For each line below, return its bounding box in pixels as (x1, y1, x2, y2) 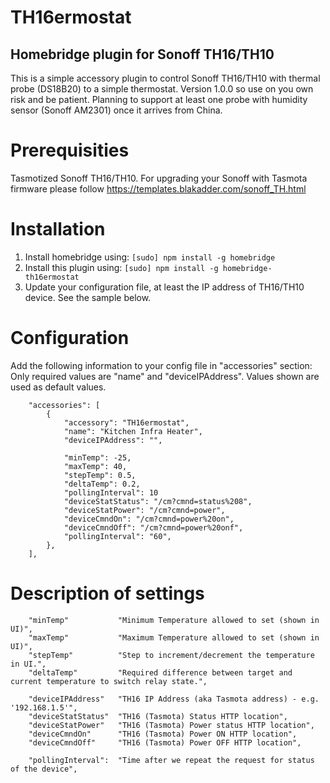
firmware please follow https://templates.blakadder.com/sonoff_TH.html (10, 182, 307, 195)
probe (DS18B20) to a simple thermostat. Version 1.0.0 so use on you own (10, 83, 314, 95)
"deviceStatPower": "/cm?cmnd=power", (63, 505, 226, 515)
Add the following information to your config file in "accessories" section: (10, 359, 313, 371)
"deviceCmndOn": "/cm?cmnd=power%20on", (63, 514, 235, 524)
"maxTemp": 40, (63, 461, 128, 471)
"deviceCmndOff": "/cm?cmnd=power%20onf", (63, 522, 244, 533)
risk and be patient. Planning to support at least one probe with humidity (10, 94, 308, 105)
